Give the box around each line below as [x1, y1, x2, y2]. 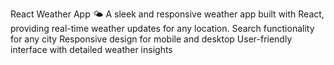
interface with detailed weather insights [10, 44, 173, 55]
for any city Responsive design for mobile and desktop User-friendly [10, 33, 293, 45]
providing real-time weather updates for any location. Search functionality [10, 23, 315, 34]
